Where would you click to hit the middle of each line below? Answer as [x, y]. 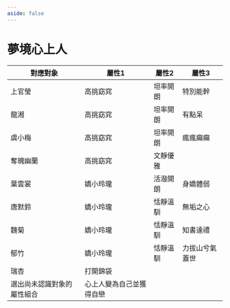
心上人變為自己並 [112, 283]
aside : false [26, 13]
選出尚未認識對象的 [42, 283]
